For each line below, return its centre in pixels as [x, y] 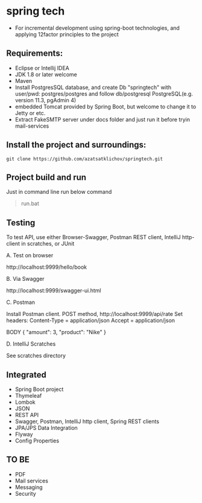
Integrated [26, 374]
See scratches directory [36, 356]
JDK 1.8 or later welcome [46, 74]
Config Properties [37, 441]
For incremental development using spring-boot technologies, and [97, 28]
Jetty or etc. [30, 113]
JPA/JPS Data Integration [46, 428]
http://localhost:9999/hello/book [47, 267]
